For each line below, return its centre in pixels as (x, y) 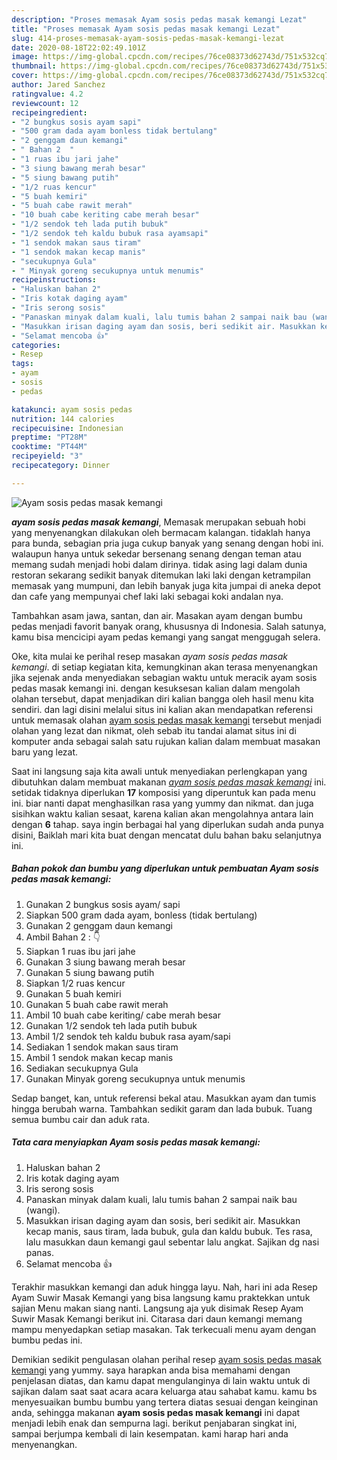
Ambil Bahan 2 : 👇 (63, 937)
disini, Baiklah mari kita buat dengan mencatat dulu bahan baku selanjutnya (166, 835)
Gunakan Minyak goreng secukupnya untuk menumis (135, 1078)
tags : (22, 364)
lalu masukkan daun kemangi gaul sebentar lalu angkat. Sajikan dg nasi (172, 1242)
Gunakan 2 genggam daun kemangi (99, 925)
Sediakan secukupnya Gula (82, 1068)
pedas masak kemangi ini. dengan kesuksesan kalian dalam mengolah (156, 688)
